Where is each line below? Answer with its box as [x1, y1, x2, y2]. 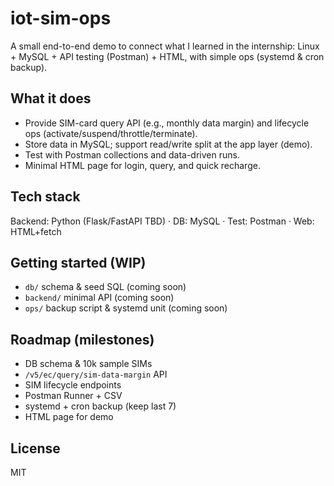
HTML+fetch [10, 225, 62, 237]
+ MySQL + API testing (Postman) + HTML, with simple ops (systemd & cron [10, 50, 325, 62]
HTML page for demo [24, 411, 114, 423]
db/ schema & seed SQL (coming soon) [24, 281, 187, 293]
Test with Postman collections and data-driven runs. [24, 148, 240, 161]
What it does [10, 90, 92, 107]
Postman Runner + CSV [24, 390, 123, 402]
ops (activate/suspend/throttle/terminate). [24, 127, 198, 139]
